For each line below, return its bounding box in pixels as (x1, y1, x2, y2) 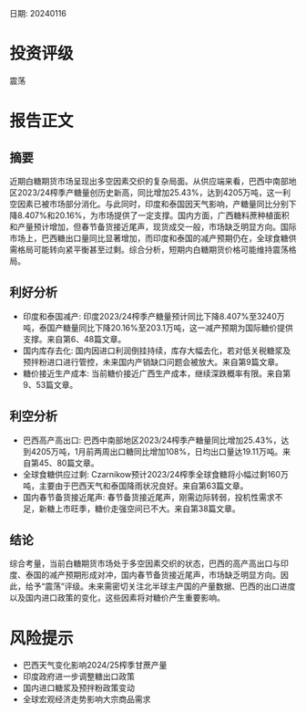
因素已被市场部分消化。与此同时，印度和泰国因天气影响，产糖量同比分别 (16, 198, 289, 209)
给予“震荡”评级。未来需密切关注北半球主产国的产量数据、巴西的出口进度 (25, 581, 296, 592)
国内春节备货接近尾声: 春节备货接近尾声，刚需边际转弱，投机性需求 (22, 491, 275, 502)
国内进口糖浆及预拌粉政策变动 (22, 683, 135, 694)
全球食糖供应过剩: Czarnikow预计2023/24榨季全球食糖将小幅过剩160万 (22, 468, 289, 479)
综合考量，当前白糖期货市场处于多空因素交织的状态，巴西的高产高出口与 (9, 558, 280, 569)
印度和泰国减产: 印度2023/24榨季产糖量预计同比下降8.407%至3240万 (22, 310, 285, 321)
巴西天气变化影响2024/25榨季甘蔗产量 (22, 660, 168, 671)
